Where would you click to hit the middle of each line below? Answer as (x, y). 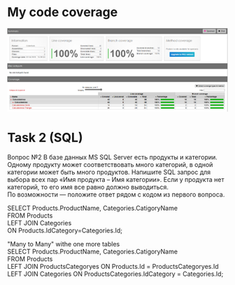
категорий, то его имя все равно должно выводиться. (88, 187)
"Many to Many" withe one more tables (64, 244)
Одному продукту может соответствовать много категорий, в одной (110, 164)
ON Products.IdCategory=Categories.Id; (65, 230)
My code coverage (63, 12)
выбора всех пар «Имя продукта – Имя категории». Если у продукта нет (116, 179)
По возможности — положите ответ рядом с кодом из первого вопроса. (116, 194)
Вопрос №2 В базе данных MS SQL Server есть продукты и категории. (113, 157)
